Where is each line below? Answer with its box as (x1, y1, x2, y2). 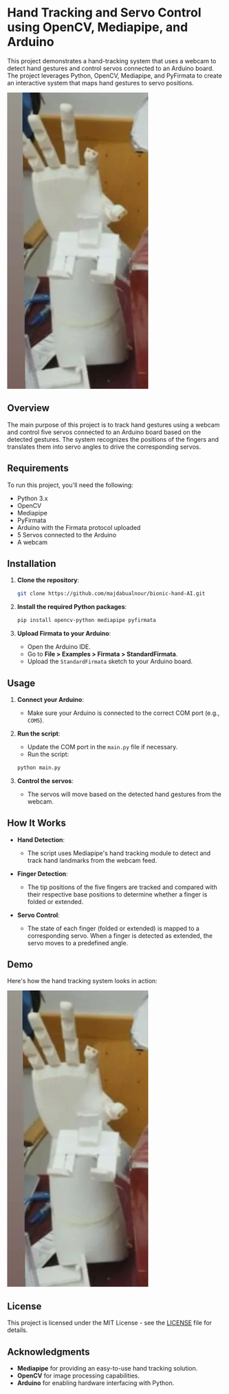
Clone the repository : (17, 576, 80, 584)
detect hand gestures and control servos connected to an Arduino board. (7, 64, 215, 72)
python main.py (17, 764, 61, 771)
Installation (7, 557, 56, 569)
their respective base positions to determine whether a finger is (27, 890, 208, 899)
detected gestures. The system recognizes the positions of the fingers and (7, 435, 219, 443)
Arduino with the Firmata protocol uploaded (17, 523, 141, 531)
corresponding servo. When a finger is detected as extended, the (27, 931, 213, 940)
